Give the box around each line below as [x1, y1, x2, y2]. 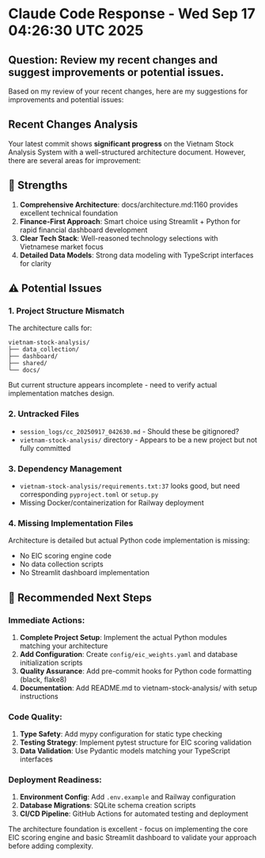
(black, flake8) [19, 674, 67, 684]
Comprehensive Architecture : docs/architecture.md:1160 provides [19, 200, 239, 209]
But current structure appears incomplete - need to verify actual [8, 380, 218, 390]
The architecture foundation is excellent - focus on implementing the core [8, 825, 248, 834]
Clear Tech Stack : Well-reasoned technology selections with [19, 233, 219, 242]
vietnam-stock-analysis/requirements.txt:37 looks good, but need [19, 481, 240, 490]
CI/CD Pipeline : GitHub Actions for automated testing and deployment [19, 809, 249, 818]
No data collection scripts [19, 559, 104, 569]
